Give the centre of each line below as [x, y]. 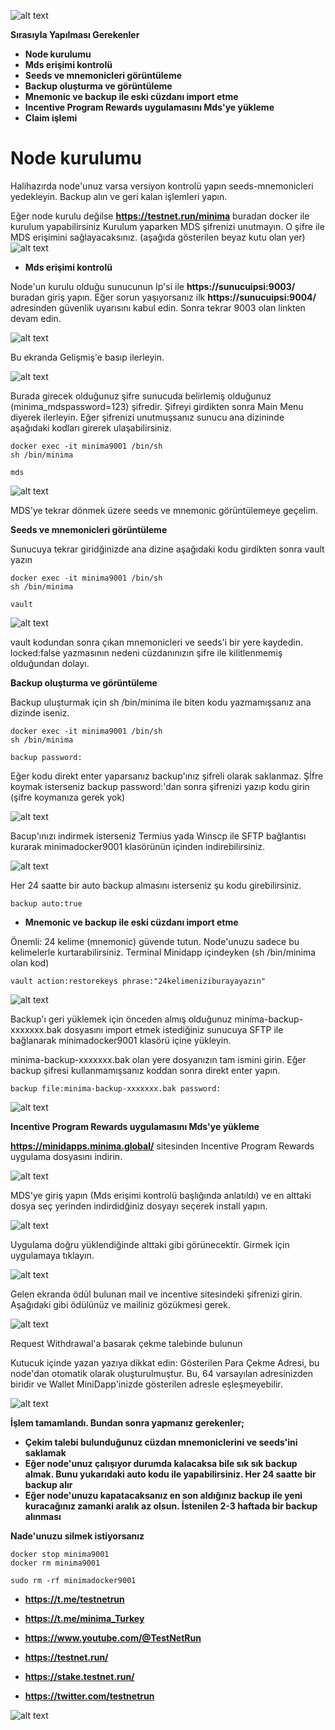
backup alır [48, 1484]
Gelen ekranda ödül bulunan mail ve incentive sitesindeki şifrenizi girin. [156, 1294]
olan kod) [30, 962]
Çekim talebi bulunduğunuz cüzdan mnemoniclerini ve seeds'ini [161, 1442]
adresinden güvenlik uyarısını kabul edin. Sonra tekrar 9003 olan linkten [158, 307]
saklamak [45, 1452]
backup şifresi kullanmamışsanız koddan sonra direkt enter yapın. [145, 1070]
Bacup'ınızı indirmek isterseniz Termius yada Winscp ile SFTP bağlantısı [158, 836]
